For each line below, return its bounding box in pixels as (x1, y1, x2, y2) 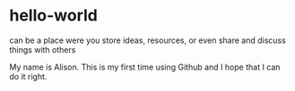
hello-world (9, 5, 99, 26)
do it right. (9, 70, 48, 81)
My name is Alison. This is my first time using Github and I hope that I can (9, 62, 281, 72)
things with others (9, 44, 76, 54)
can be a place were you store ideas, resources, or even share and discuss (9, 35, 287, 45)
